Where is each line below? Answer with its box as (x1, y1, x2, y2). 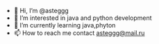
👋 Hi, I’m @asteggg (13, 7, 69, 14)
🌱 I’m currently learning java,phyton (13, 21, 116, 29)
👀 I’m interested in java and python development (13, 14, 152, 22)
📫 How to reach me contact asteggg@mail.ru (13, 29, 145, 37)
